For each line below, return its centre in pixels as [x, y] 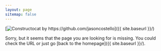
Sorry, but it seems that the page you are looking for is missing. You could [80, 38]
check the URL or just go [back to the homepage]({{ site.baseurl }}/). [75, 43]
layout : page [19, 10]
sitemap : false [21, 14]
